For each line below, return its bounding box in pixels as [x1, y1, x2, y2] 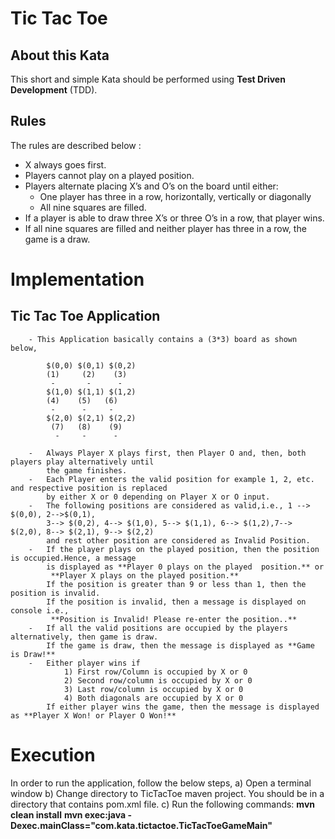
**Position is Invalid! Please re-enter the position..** [50, 614, 298, 624]
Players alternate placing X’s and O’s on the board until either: [24, 180, 279, 192]
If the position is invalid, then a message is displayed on [46, 597, 307, 607]
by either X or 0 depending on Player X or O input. [46, 492, 271, 502]
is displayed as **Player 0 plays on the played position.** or [46, 562, 325, 572]
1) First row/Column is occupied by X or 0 [63, 667, 248, 677]
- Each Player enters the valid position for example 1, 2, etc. [28, 474, 315, 484]
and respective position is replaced [10, 483, 168, 493]
